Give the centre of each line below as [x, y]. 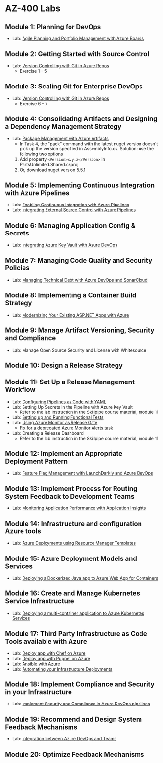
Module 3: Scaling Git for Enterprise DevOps [74, 87]
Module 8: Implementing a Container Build [71, 295]
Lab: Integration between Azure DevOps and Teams [64, 739]
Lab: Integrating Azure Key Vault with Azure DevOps [65, 245]
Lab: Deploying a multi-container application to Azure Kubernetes [78, 613]
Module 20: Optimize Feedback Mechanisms [75, 754]
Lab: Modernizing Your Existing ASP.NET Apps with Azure [70, 315]
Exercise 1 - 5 [33, 71]
